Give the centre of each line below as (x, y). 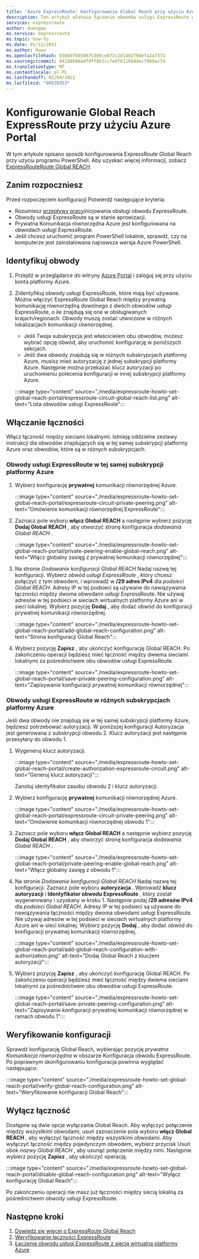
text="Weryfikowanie (32, 1092)
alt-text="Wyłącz (160, 1174)
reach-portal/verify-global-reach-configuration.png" (70, 1086)
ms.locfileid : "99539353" (38, 83)
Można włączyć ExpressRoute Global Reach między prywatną (90, 299)
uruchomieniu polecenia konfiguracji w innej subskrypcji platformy (105, 373)
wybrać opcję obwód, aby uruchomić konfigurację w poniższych (102, 342)
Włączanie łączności (45, 422)
